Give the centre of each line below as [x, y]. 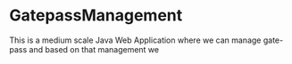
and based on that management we [94, 49]
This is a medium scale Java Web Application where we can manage [135, 40]
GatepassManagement [96, 16]
